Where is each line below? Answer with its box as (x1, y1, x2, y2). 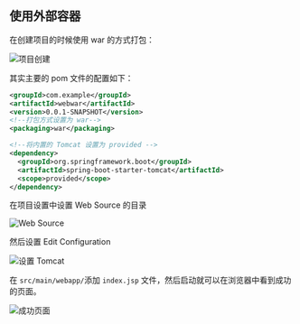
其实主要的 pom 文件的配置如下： (9, 72, 134, 83)
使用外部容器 (9, 8, 81, 24)
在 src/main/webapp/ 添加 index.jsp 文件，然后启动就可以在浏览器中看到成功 (9, 274, 292, 286)
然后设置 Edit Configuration (9, 236, 111, 247)
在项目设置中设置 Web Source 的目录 (9, 199, 147, 210)
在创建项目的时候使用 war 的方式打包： (9, 34, 155, 45)
